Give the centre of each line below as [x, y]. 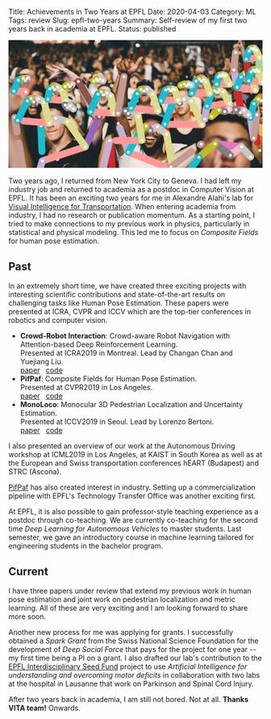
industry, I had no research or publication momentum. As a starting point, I [132, 215]
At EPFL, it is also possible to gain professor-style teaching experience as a [133, 511]
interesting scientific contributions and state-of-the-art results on [117, 295]
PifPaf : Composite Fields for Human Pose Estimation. [108, 379]
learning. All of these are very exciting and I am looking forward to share [128, 608]
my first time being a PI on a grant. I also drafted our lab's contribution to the [135, 658]
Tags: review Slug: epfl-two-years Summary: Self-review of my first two [128, 20]
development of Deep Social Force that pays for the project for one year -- [132, 650]
